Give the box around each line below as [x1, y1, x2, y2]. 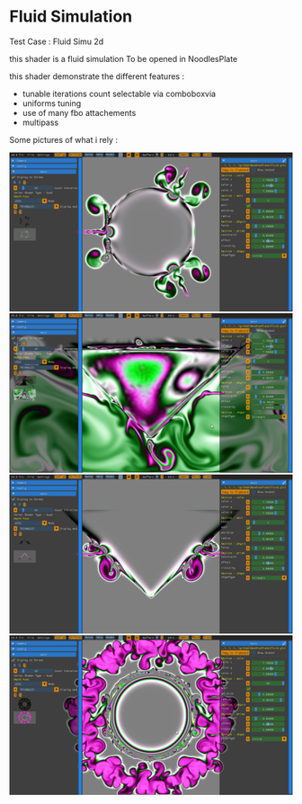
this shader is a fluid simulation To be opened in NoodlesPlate [9, 53, 238, 64]
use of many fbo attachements [22, 107, 137, 118]
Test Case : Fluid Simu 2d [9, 36, 104, 47]
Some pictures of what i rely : [9, 134, 119, 145]
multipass [22, 117, 59, 128]
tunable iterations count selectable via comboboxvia [22, 88, 217, 99]
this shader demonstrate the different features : [9, 70, 185, 82]
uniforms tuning [22, 97, 82, 109]
